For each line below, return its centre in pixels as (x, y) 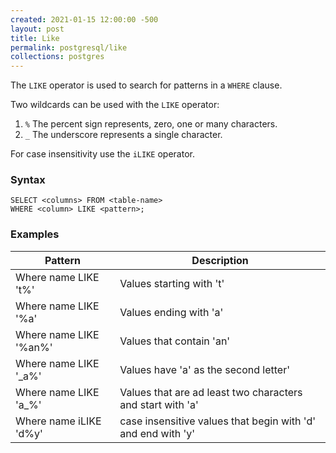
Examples (35, 234)
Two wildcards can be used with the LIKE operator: (115, 105)
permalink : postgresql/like (69, 47)
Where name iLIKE (58, 421)
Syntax (28, 180)
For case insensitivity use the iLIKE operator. (102, 154)
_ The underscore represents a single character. (123, 135)
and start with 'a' (159, 404)
